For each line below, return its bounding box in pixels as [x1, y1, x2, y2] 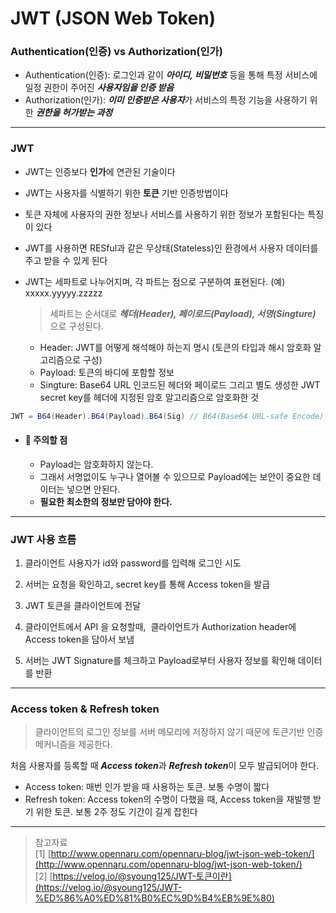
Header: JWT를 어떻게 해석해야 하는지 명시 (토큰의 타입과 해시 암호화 [39, 341, 312, 353]
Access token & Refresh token [10, 702, 160, 716]
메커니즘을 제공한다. [34, 738, 113, 751]
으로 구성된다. [49, 320, 104, 332]
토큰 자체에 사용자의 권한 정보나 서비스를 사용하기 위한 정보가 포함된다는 [24, 208, 306, 220]
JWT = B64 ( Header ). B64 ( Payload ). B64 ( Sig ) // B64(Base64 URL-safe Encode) [10, 411, 325, 421]
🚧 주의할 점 [24, 434, 68, 446]
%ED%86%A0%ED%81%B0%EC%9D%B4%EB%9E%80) [34, 892, 275, 904]
